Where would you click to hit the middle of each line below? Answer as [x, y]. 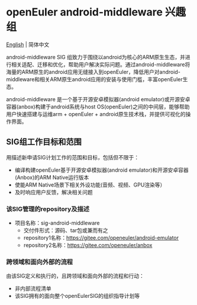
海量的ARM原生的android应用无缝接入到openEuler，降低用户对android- [93, 72]
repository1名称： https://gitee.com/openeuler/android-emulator [101, 238]
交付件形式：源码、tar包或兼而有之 [66, 230]
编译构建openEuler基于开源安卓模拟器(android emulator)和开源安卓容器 [102, 170]
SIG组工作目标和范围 [44, 142]
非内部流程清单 [33, 288]
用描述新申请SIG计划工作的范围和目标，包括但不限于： [73, 157]
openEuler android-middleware [84, 12]
